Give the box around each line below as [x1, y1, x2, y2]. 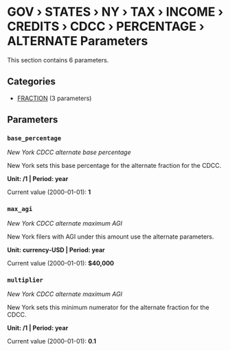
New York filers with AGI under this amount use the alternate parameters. [7, 232, 214, 241]
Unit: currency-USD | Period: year [7, 245, 105, 254]
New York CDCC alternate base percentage [7, 148, 132, 156]
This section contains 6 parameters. [7, 56, 109, 64]
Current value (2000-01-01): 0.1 [7, 337, 97, 346]
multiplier [7, 276, 43, 284]
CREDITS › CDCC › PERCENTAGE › [7, 19, 205, 34]
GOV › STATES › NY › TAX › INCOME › [7, 4, 224, 20]
